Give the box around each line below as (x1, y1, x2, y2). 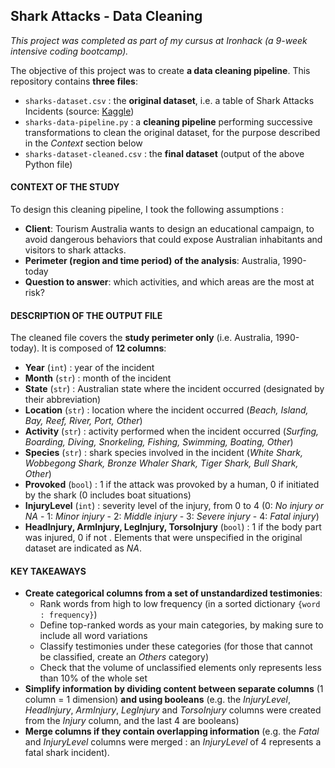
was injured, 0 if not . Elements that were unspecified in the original (24, 532, 303, 544)
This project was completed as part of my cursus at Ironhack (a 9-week (10, 34, 308, 46)
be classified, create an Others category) (39, 651, 210, 663)
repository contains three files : (10, 75, 138, 87)
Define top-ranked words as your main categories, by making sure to (39, 619, 324, 631)
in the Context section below (24, 137, 143, 149)
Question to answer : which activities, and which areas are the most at (24, 276, 315, 288)
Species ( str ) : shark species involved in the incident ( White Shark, (24, 447, 303, 459)
